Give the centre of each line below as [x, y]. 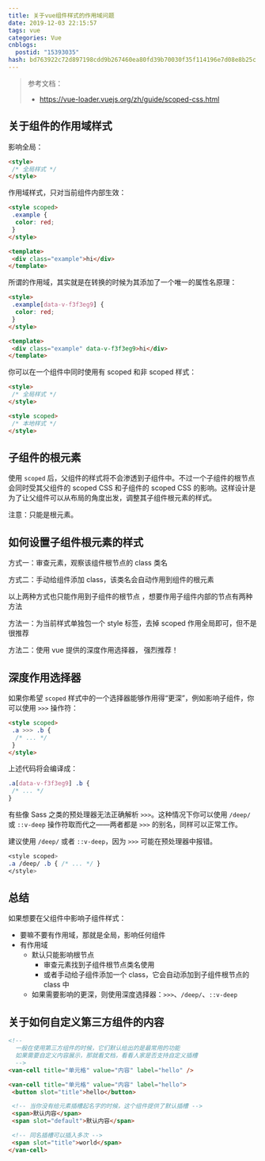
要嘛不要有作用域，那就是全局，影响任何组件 [93, 935]
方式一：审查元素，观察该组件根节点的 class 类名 [88, 563]
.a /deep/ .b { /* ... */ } [55, 864]
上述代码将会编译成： [43, 768]
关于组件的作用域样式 [60, 126]
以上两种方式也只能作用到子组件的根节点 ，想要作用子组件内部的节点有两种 [131, 596]
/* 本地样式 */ [34, 423]
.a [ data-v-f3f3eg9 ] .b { [49, 784]
